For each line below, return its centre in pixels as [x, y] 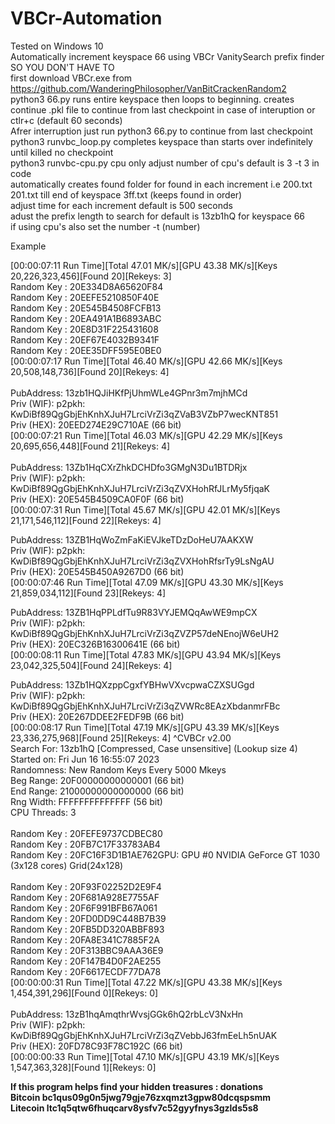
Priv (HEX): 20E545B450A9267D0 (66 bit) [97, 571]
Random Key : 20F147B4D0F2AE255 [86, 961]
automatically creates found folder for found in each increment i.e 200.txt [161, 184]
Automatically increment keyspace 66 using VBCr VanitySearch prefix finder [167, 56]
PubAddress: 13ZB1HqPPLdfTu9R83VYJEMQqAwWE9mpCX [134, 612]
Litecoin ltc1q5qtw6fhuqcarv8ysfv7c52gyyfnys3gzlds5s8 [134, 1108]
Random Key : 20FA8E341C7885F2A [85, 939]
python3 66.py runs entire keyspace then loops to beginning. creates [152, 99]
